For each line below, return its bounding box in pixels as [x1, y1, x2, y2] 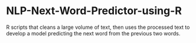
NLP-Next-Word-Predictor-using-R [6, 4, 182, 18]
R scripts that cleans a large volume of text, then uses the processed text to [6, 24, 190, 31]
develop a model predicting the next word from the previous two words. [6, 29, 181, 37]
